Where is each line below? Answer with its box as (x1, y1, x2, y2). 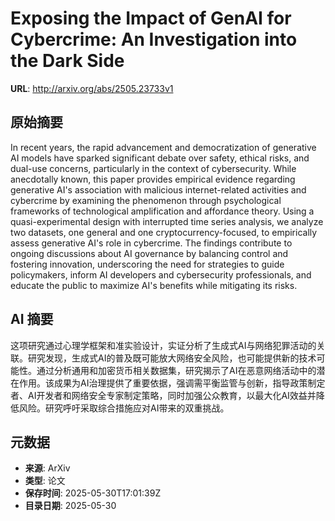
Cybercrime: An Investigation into (10, 28, 298, 51)
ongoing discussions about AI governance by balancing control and (10, 247, 289, 259)
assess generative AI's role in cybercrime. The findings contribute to (10, 237, 293, 249)
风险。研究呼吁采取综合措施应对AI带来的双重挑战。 (18, 402, 230, 414)
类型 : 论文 (24, 475, 66, 487)
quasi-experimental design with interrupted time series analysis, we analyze (10, 215, 324, 227)
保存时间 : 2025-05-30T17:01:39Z (24, 487, 162, 499)
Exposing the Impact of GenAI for (10, 7, 292, 30)
